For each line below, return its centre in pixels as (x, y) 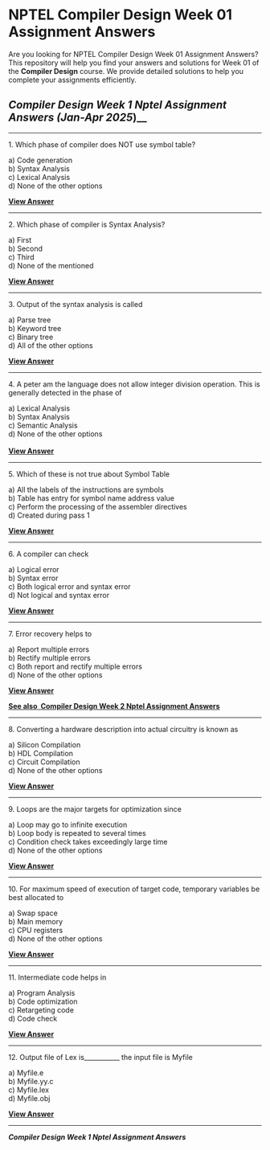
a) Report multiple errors (49, 649)
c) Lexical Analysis (39, 177)
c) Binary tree (31, 337)
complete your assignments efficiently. (72, 80)
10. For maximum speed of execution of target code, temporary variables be (134, 889)
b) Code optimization (43, 1001)
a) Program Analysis (42, 992)
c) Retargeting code (41, 1009)
